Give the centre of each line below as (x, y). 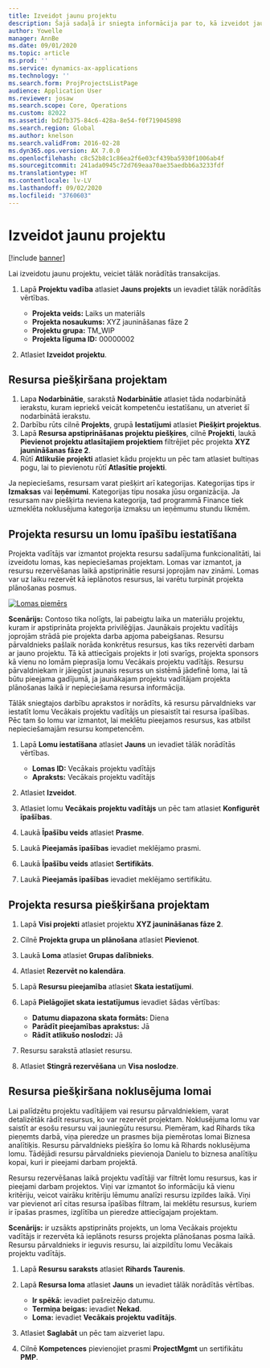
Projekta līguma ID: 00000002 (83, 338)
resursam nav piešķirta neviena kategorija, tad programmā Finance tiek (126, 500)
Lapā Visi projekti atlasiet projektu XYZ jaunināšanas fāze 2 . (121, 924)
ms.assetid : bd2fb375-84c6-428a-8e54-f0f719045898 (95, 121)
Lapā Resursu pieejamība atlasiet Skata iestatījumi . (107, 987)
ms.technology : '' (39, 76)
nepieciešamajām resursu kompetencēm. (76, 729)
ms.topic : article (39, 53)
